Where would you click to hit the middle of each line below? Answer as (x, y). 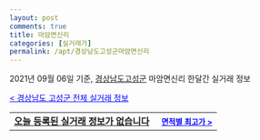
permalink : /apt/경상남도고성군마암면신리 (80, 52)
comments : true (38, 26)
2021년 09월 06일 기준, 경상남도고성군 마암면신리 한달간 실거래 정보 (130, 79)
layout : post (34, 18)
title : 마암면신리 (40, 35)
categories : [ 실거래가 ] (51, 43)
